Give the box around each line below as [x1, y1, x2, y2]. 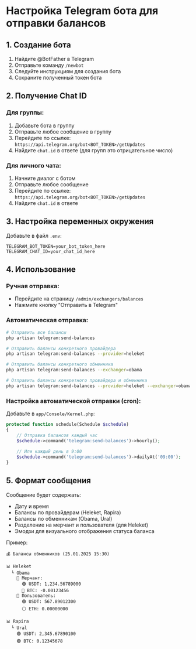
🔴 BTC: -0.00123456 [21, 587, 69, 593]
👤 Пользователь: [16, 593, 57, 599]
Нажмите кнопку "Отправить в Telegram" [14, 302, 118, 309]
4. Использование [6, 265, 76, 275]
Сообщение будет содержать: [6, 491, 82, 498]
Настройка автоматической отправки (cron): [6, 397, 141, 405]
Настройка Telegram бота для [6, 4, 159, 18]
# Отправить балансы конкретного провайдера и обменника [6, 378, 148, 384]
